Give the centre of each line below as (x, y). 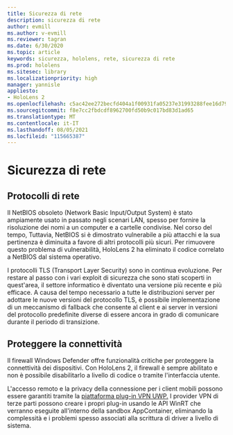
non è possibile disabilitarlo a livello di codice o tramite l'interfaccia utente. (114, 375)
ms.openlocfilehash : (37, 104)
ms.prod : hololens (34, 65)
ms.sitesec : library (37, 71)
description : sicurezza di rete (54, 20)
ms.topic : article (34, 53)
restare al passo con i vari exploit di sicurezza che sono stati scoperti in (109, 278)
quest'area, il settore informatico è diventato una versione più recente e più (114, 285)
